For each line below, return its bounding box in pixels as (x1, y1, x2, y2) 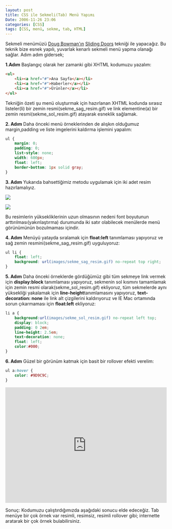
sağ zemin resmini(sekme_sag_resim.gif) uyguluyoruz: (5, 240, 120, 246)
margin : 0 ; (14, 141, 38, 146)
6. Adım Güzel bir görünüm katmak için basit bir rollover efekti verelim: (5, 358, 154, 364)
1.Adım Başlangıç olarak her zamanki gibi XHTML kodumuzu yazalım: (5, 62, 152, 68)
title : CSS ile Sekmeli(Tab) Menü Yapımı (5, 12, 95, 17)
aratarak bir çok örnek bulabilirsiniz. (5, 518, 81, 524)
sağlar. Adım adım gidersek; (5, 52, 64, 58)
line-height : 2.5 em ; (14, 330, 58, 335)
